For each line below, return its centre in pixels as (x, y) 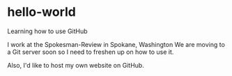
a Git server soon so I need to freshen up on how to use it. (91, 52)
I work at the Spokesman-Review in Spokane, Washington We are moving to (116, 44)
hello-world (42, 12)
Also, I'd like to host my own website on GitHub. (76, 65)
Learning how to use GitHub (48, 31)
